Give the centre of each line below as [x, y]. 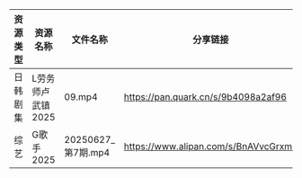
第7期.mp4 [87, 152]
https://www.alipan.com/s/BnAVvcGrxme [211, 146]
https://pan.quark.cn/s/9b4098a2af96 [205, 97]
